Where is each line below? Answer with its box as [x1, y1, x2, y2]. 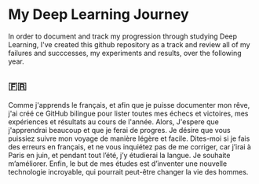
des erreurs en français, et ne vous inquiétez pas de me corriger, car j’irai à [8, 142, 251, 151]
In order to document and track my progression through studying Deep [8, 31, 238, 41]
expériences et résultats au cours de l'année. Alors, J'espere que [8, 116, 220, 127]
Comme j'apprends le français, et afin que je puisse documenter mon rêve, [8, 100, 250, 109]
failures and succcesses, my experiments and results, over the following [8, 48, 242, 57]
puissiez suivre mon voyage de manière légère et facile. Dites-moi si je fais [8, 134, 250, 143]
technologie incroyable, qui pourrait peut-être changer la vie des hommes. [8, 167, 249, 176]
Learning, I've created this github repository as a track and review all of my [8, 39, 250, 49]
